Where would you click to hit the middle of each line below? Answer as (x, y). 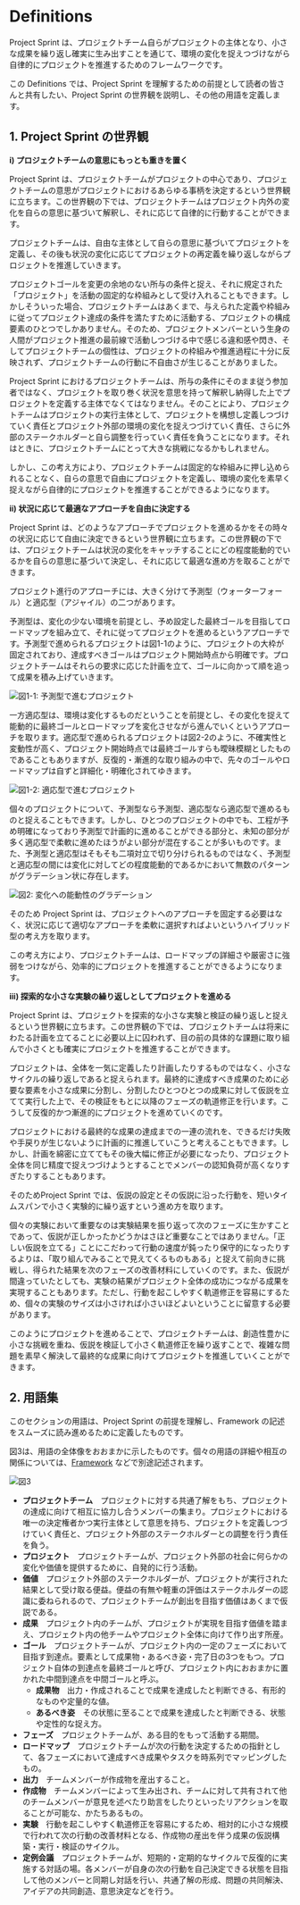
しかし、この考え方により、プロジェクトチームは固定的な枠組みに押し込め (146, 467)
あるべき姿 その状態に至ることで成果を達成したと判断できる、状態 (160, 1712)
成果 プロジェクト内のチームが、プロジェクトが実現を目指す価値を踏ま (155, 1623)
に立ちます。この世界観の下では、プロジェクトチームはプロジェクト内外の (146, 201)
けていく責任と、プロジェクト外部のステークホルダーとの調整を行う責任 (155, 1533)
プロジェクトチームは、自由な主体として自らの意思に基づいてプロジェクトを (150, 242)
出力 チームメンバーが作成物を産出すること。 (108, 1779)
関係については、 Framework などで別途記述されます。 (108, 1462)
